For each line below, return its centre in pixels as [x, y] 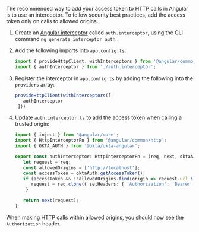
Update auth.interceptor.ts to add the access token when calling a [98, 117]
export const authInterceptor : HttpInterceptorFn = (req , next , [96, 157]
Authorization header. [34, 223]
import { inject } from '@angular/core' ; [67, 135]
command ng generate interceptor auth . [66, 39]
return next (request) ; [51, 201]
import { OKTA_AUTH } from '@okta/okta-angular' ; [78, 146]
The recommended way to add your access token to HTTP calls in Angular [97, 9]
